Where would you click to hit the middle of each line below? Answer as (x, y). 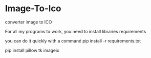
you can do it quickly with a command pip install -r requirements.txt (73, 41)
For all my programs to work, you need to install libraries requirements (75, 31)
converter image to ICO (29, 22)
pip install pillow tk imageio (32, 50)
